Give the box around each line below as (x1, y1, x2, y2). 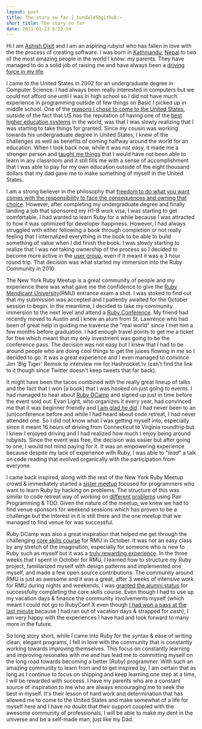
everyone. (6, 462, 31, 469)
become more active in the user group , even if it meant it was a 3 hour (6, 252, 181, 260)
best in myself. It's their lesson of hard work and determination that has (6, 690, 183, 698)
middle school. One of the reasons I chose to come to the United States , (6, 105, 186, 113)
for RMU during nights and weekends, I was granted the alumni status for (6, 582, 188, 589)
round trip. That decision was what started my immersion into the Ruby (6, 258, 183, 266)
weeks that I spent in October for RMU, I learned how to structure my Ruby (6, 556, 192, 563)
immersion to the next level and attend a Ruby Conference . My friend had (6, 309, 189, 316)
